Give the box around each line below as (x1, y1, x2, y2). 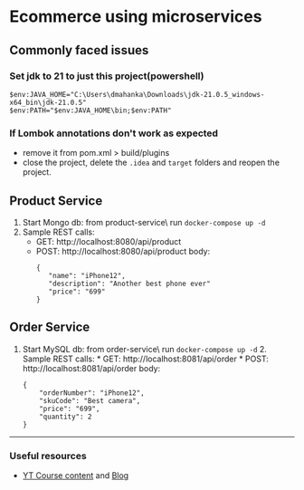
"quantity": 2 (39, 412, 92, 421)
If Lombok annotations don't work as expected (9, 127, 219, 139)
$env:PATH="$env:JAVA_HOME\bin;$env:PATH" (9, 106, 172, 115)
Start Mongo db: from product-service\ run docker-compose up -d (22, 216, 266, 227)
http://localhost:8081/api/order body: (22, 362, 161, 373)
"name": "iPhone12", (48, 271, 127, 280)
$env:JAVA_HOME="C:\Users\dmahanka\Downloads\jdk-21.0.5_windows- (9, 90, 265, 99)
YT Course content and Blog (22, 470, 129, 481)
